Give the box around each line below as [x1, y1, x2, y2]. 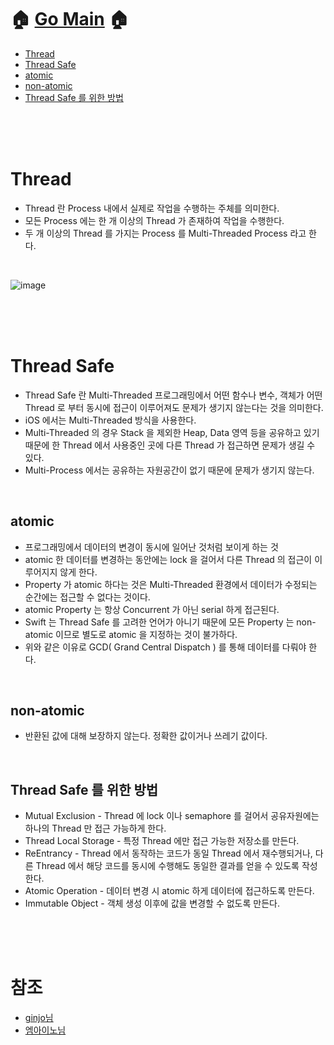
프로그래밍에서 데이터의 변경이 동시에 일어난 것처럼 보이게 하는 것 [24, 541, 279, 553]
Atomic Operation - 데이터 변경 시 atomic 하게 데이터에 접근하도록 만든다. [24, 885, 315, 897]
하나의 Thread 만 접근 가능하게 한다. [24, 822, 167, 835]
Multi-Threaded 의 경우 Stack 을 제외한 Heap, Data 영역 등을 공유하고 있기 [24, 426, 320, 438]
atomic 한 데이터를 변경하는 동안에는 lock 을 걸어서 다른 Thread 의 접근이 [24, 553, 313, 565]
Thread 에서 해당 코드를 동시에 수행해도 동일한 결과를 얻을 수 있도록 [35, 860, 300, 872]
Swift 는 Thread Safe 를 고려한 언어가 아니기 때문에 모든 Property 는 [24, 616, 295, 628]
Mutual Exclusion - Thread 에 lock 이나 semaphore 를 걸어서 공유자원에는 [24, 810, 320, 822]
